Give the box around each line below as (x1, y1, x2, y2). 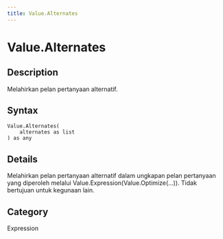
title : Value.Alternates (7, 10, 78, 17)
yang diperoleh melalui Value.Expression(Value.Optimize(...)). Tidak (7, 179, 198, 187)
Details (7, 153, 38, 165)
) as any (7, 135, 32, 142)
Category (7, 206, 49, 218)
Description (7, 66, 58, 79)
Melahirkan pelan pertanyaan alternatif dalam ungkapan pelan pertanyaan (7, 172, 216, 180)
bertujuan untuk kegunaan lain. (7, 186, 95, 194)
